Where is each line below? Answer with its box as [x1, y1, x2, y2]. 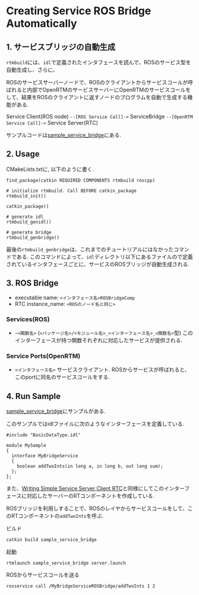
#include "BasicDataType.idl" [6, 432, 81, 438]
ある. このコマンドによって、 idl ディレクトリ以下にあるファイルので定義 [16, 253, 193, 260]
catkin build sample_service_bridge [6, 537, 97, 543]
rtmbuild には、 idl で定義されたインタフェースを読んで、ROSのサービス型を [6, 59, 191, 66]
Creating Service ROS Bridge [6, 4, 151, 18]
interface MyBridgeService [11, 453, 78, 459]
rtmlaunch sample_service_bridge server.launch [6, 560, 127, 566]
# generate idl [6, 214, 44, 220]
